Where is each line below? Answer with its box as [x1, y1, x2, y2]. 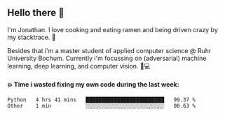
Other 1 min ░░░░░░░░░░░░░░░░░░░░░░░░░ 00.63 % [7, 103, 196, 110]
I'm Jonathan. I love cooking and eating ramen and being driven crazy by [7, 25, 219, 34]
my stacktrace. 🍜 [7, 33, 56, 41]
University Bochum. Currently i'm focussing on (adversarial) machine [7, 54, 207, 62]
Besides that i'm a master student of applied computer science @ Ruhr [7, 46, 212, 55]
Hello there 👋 [7, 7, 65, 19]
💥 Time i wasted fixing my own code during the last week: [7, 80, 180, 89]
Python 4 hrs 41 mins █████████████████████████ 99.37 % [7, 96, 196, 103]
